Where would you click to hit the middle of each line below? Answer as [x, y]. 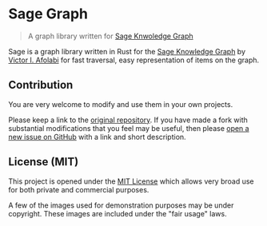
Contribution [41, 85]
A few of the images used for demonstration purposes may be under [121, 205]
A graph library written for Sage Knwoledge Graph [110, 36]
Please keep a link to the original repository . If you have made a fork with [128, 120]
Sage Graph [48, 14]
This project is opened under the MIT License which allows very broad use [131, 181]
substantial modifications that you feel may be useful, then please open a [129, 128]
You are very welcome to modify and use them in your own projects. [121, 104]
